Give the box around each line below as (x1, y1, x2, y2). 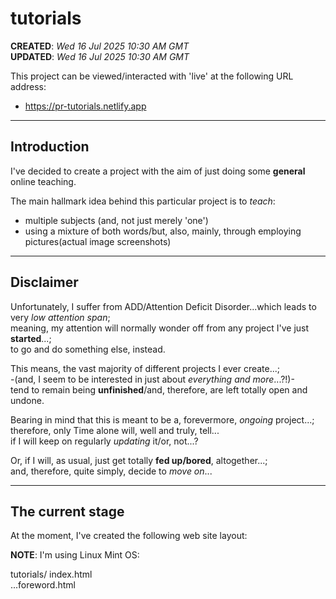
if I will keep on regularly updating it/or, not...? (10, 435, 199, 447)
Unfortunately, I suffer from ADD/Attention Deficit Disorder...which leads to (10, 300, 317, 312)
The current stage (10, 503, 125, 520)
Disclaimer (10, 274, 79, 291)
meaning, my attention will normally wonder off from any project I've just (10, 322, 310, 334)
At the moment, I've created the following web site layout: (10, 530, 248, 542)
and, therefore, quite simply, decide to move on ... (10, 465, 213, 477)
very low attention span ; (10, 311, 111, 323)
